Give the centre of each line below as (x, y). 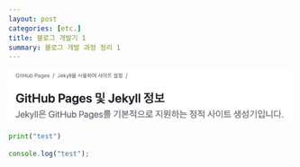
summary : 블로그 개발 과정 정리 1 (64, 48)
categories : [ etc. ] (45, 28)
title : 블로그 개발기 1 (47, 38)
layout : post (33, 19)
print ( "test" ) (35, 136)
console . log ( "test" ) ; (49, 154)
